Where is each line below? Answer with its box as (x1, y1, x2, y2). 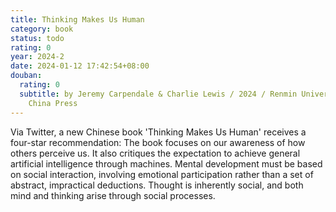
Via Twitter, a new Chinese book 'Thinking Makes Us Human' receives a (10, 126, 307, 138)
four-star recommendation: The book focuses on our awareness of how (10, 136, 306, 148)
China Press (28, 98, 78, 108)
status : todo (10, 33, 65, 43)
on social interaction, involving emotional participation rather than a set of (10, 168, 314, 180)
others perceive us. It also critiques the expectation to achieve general (10, 147, 301, 159)
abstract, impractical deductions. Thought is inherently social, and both (10, 179, 304, 191)
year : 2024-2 (10, 52, 65, 62)
